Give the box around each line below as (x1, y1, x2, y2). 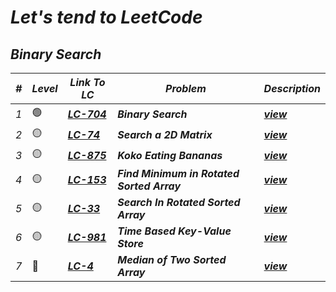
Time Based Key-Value (117, 224, 232, 238)
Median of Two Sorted (117, 253, 227, 266)
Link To (69, 76, 106, 89)
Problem (165, 82, 207, 95)
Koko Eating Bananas (117, 148, 223, 162)
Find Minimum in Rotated (117, 167, 240, 180)
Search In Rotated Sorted (117, 196, 241, 209)
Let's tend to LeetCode (10, 6, 203, 29)
